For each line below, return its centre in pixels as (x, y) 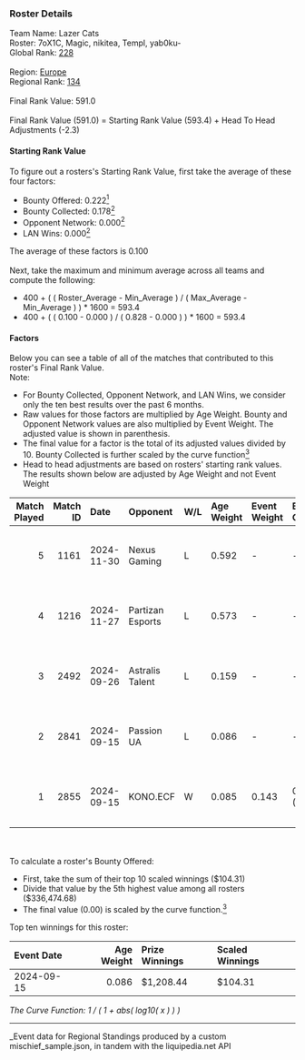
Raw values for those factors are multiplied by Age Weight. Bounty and (155, 414)
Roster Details (41, 14)
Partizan (146, 610)
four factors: (33, 181)
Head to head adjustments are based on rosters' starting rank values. (152, 464)
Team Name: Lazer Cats (54, 34)
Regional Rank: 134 (45, 82)
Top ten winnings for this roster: (69, 927)
